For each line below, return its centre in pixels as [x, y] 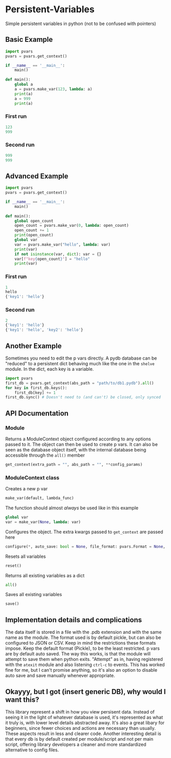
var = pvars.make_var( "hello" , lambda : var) [63, 244]
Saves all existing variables [34, 595]
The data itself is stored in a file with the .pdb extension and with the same [83, 632]
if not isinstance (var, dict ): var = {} [58, 254]
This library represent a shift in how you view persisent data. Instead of [80, 712]
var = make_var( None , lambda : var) [43, 522]
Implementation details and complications [74, 620]
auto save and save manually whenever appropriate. [60, 676]
